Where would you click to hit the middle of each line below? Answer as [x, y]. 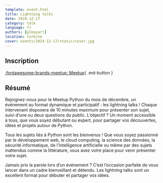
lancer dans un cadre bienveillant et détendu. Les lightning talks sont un [77, 170]
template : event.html [27, 9]
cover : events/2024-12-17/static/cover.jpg [50, 41]
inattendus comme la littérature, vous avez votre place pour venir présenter [81, 150]
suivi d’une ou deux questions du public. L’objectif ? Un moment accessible [80, 115]
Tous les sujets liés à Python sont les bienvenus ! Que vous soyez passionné [81, 135]
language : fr [18, 28]
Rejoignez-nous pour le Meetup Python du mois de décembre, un [71, 100]
